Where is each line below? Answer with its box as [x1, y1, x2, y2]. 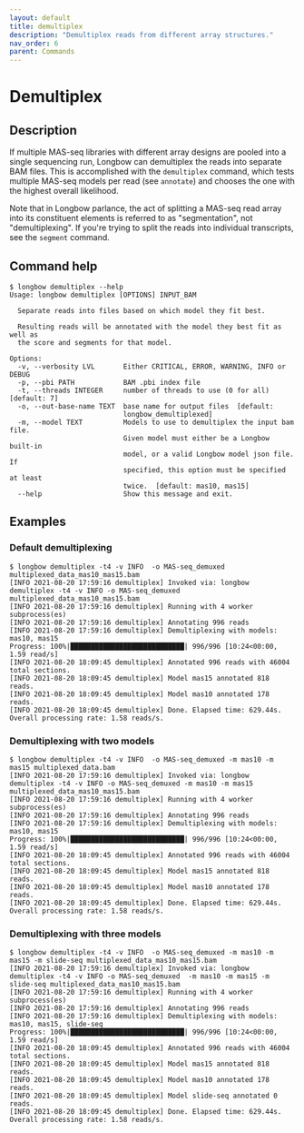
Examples [9, 514, 66, 530]
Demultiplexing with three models [9, 927, 162, 940]
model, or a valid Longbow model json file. [123, 450, 295, 459]
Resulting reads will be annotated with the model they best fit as [17, 322, 282, 331]
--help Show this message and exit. [17, 489, 233, 499]
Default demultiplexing [9, 541, 113, 554]
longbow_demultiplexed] [123, 410, 213, 419]
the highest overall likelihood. [9, 186, 120, 197]
